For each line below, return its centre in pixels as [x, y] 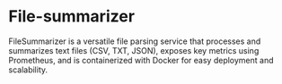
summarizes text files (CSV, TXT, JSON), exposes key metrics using [134, 50]
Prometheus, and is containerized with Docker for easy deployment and [141, 60]
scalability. [28, 70]
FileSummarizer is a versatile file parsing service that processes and [135, 41]
